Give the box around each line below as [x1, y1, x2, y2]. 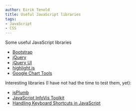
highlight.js [12, 65, 35, 71]
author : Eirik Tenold [5, 7, 50, 12]
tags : [5, 16, 16, 21]
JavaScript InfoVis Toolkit [12, 95, 65, 101]
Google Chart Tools [12, 70, 52, 76]
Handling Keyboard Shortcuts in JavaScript [12, 100, 101, 106]
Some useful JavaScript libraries [5, 39, 72, 45]
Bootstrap [12, 49, 33, 55]
